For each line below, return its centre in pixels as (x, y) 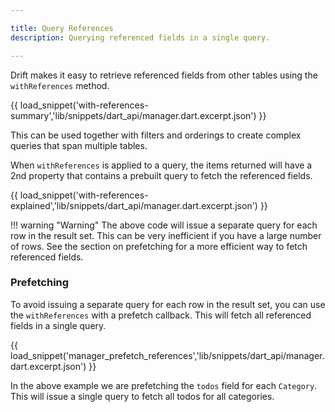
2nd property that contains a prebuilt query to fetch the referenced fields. (161, 175)
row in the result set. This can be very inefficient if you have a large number (166, 235)
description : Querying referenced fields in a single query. (140, 37)
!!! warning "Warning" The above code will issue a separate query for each (164, 225)
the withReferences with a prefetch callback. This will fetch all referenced (161, 315)
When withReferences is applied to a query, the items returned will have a (161, 165)
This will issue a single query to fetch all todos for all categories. (142, 396)
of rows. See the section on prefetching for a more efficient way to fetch (159, 246)
